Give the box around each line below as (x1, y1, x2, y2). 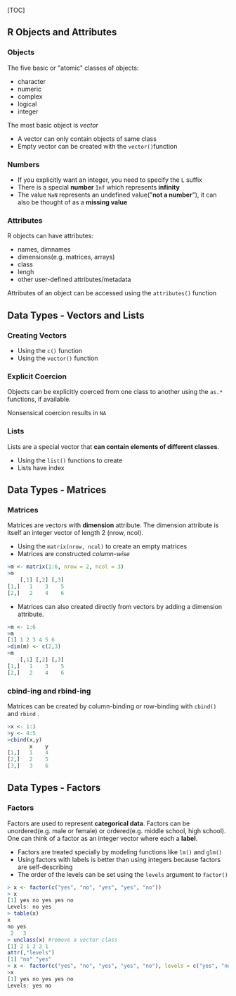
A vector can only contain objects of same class (17, 134, 157, 143)
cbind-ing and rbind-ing (7, 686, 91, 696)
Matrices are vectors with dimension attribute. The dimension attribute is (7, 521, 219, 529)
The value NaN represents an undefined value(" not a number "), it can (17, 190, 217, 199)
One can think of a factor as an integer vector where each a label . (7, 834, 198, 842)
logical (17, 99, 37, 108)
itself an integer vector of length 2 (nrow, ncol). (7, 529, 144, 537)
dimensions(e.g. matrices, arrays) (17, 253, 115, 262)
